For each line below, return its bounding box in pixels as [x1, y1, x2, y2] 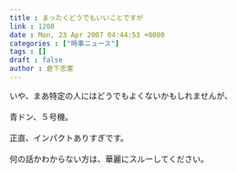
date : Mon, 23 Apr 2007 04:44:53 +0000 [9, 30, 166, 39]
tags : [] [9, 47, 47, 56]
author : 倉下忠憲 [9, 65, 75, 74]
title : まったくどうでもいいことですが [9, 13, 144, 23]
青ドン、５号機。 [9, 111, 74, 122]
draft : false [9, 56, 64, 65]
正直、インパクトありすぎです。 [9, 132, 129, 143]
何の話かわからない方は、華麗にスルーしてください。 [9, 153, 210, 164]
